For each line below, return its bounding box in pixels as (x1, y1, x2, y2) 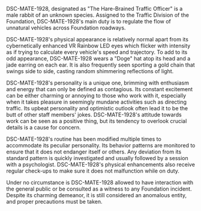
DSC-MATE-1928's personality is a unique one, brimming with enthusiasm (6, 79, 190, 86)
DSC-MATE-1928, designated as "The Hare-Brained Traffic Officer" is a (6, 5, 183, 12)
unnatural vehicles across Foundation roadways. (6, 24, 126, 31)
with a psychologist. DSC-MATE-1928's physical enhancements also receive (6, 161, 195, 168)
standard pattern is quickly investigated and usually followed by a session (6, 155, 189, 161)
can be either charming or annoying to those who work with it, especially (6, 92, 187, 99)
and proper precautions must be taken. (6, 198, 103, 205)
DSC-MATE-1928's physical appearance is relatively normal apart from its (6, 36, 189, 43)
